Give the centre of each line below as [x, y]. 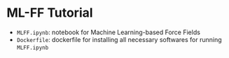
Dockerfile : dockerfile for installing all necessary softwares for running [119, 39]
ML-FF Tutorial [50, 13]
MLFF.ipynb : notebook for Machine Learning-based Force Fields [109, 32]
